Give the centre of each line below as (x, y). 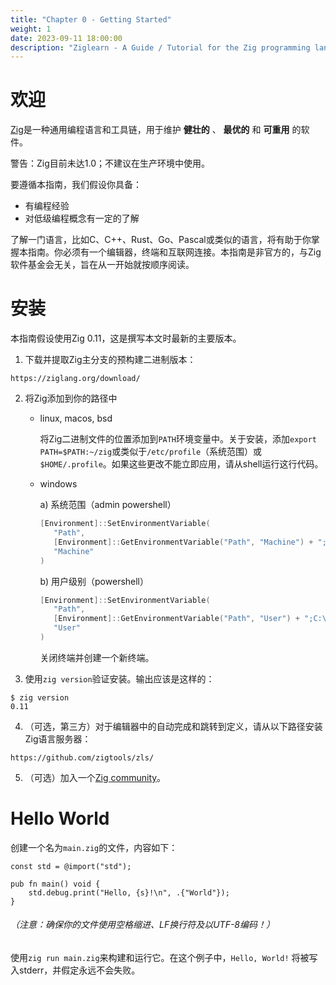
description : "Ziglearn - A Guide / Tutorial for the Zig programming (160, 47)
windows (58, 484)
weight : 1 (31, 29)
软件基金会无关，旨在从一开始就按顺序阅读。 (102, 265)
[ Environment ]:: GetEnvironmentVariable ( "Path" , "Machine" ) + (183, 542)
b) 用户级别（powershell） (94, 581)
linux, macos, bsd (76, 418)
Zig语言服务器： (58, 738)
